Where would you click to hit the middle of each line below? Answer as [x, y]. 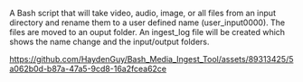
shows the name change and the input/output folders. [109, 41]
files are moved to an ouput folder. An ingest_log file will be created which [147, 32]
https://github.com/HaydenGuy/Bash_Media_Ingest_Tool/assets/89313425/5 [151, 59]
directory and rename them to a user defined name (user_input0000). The [147, 23]
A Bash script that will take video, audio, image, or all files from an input [142, 13]
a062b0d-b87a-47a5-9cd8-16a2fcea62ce [88, 68]
